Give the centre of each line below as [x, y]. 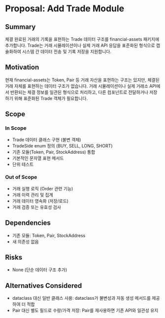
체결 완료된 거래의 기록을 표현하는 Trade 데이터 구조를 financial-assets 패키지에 [82, 39]
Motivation [22, 67]
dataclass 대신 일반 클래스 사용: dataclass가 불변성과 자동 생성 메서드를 [82, 298]
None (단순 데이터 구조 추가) [40, 270]
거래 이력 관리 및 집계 [33, 195]
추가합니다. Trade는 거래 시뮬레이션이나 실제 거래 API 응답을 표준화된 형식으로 [80, 45]
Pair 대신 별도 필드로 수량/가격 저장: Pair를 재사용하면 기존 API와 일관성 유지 [85, 311]
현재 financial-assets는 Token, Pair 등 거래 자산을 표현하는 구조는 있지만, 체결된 [82, 80]
